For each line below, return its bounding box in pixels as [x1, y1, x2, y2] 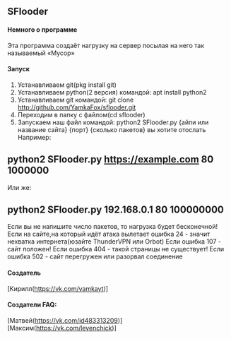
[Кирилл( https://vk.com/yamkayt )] [7, 284, 108, 292]
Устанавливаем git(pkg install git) [17, 81, 117, 89]
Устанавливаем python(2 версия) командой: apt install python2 [17, 88, 207, 96]
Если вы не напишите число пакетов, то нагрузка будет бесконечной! [7, 222, 218, 231]
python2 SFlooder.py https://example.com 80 [7, 153, 214, 165]
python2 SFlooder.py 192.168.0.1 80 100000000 [7, 204, 225, 215]
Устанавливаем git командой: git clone [17, 95, 134, 104]
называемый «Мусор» [7, 49, 76, 57]
